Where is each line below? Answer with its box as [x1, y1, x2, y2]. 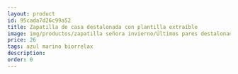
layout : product [7, 10, 55, 18]
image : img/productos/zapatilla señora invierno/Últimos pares [7, 30, 198, 37]
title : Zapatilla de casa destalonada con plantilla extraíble [7, 23, 198, 30]
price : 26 [7, 37, 37, 44]
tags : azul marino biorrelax [7, 43, 93, 50]
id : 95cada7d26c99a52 [7, 17, 72, 24]
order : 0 [7, 56, 33, 63]
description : [7, 50, 46, 57]
